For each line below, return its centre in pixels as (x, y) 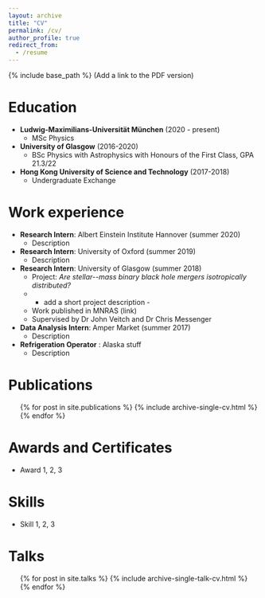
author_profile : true (44, 38)
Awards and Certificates (90, 448)
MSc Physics (53, 138)
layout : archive (35, 16)
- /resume (31, 53)
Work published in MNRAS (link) (84, 311)
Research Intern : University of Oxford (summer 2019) (108, 251)
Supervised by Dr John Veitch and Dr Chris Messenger (122, 319)
